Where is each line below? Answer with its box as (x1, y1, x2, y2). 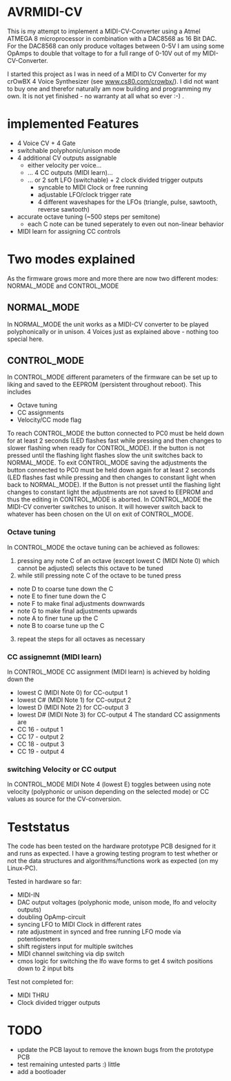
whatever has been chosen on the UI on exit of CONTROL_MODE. (7, 510, 194, 519)
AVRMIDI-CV (7, 4, 83, 20)
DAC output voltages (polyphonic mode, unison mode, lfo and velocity (17, 898, 217, 907)
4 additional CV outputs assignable (17, 154, 117, 162)
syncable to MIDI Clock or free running (37, 183, 148, 191)
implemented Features (7, 116, 139, 132)
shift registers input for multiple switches (17, 942, 133, 951)
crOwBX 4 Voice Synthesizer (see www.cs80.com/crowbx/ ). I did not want (7, 77, 219, 85)
